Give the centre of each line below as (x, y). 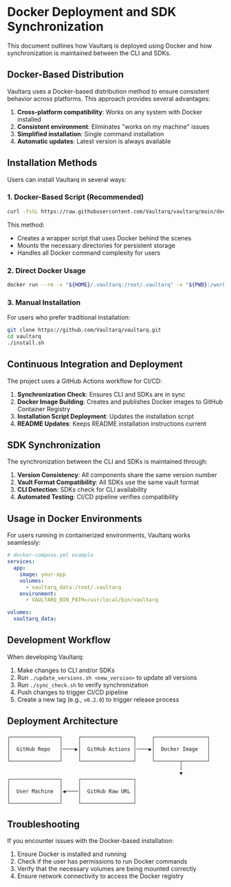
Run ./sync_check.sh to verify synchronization (83, 685)
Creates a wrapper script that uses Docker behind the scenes (104, 238)
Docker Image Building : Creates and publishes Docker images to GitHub (120, 401)
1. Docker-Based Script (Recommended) (76, 197)
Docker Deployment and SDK (92, 12)
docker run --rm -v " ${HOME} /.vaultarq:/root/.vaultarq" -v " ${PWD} (107, 285)
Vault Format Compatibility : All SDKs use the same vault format (108, 482)
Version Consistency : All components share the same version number (117, 475)
